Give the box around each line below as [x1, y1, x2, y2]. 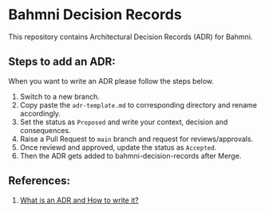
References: [8, 174, 70, 188]
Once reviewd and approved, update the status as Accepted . [19, 142, 217, 152]
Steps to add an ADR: [8, 55, 116, 69]
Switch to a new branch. [19, 92, 100, 101]
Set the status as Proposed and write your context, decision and [19, 117, 228, 127]
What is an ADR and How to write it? [19, 195, 140, 205]
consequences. [19, 125, 71, 135]
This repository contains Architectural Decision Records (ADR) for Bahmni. [8, 32, 253, 41]
